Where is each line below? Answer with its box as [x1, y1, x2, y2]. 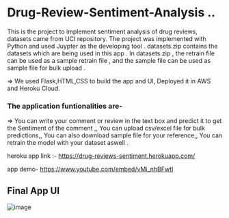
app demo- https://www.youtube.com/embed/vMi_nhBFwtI [7, 165, 174, 174]
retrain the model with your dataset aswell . [7, 139, 129, 147]
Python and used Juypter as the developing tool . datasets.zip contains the [7, 42, 218, 50]
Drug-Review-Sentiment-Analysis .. [7, 5, 216, 21]
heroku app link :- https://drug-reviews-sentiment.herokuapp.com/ [7, 152, 196, 160]
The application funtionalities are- [7, 101, 123, 111]
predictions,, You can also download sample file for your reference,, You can [7, 131, 223, 139]
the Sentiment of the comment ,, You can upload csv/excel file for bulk [7, 124, 205, 133]
